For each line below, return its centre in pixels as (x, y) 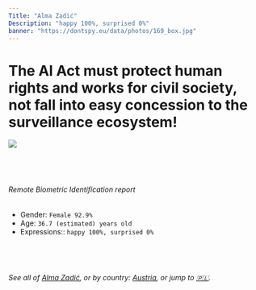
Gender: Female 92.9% (56, 214)
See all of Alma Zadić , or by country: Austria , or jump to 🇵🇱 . (110, 277)
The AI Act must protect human (115, 70)
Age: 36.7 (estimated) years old (76, 223)
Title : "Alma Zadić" (43, 16)
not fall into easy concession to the (128, 105)
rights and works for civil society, (123, 87)
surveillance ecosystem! (93, 122)
